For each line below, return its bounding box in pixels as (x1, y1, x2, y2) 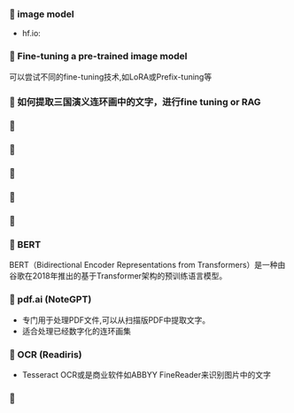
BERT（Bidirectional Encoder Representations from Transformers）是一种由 (9, 260, 286, 271)
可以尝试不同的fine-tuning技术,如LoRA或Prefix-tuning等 (9, 71, 213, 82)
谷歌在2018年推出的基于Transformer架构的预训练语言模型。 (9, 271, 228, 281)
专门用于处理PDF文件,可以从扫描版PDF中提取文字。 (21, 314, 211, 325)
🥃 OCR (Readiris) (9, 348, 82, 361)
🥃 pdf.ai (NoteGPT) (9, 294, 92, 306)
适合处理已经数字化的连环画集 (21, 325, 131, 336)
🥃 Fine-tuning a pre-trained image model (9, 50, 188, 63)
